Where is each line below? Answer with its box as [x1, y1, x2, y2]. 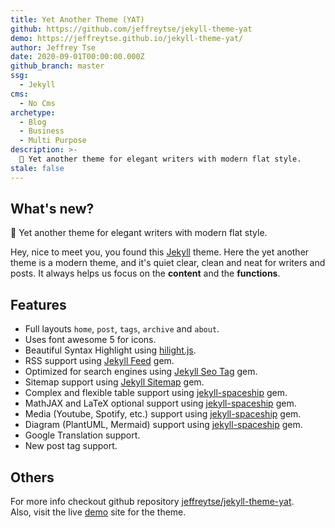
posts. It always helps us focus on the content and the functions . [10, 267, 281, 280]
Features [10, 296, 67, 313]
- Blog [19, 117, 47, 127]
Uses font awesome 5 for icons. [24, 334, 157, 346]
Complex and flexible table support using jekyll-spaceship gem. [24, 387, 288, 399]
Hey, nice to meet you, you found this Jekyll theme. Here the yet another [10, 246, 310, 258]
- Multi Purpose [19, 136, 87, 146]
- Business [19, 126, 65, 136]
